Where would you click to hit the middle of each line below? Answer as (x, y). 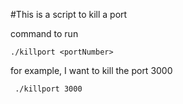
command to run (44, 33)
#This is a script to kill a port (69, 14)
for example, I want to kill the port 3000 (91, 70)
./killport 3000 (48, 89)
